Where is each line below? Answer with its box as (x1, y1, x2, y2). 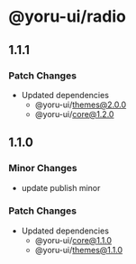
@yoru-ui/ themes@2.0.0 (34, 99, 127, 110)
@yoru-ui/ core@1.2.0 (34, 108, 114, 119)
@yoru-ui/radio (8, 6, 127, 27)
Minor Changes (8, 162, 77, 175)
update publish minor (21, 182, 101, 193)
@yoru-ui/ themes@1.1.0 (34, 244, 123, 255)
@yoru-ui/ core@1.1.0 (34, 234, 113, 245)
